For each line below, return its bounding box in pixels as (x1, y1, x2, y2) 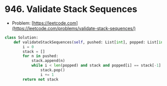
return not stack (22, 76, 58, 82)
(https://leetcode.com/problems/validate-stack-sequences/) (11, 25, 136, 31)
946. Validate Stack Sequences (4, 3, 138, 15)
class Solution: (4, 35, 38, 40)
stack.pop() (40, 67, 65, 73)
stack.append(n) (31, 58, 65, 63)
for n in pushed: (22, 53, 58, 58)
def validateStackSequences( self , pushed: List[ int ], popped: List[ (13, 39, 159, 44)
